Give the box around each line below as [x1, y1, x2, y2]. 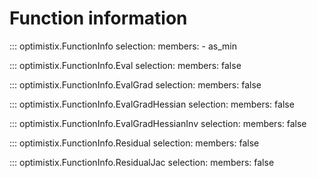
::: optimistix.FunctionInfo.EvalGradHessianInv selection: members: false [9, 117, 307, 129]
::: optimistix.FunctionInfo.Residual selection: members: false [9, 137, 260, 149]
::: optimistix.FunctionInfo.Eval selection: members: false [9, 59, 242, 71]
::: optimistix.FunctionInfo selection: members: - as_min [9, 40, 237, 52]
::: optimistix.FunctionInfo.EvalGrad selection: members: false [9, 78, 262, 91]
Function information [9, 7, 188, 30]
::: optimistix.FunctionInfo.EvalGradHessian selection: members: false [9, 98, 295, 110]
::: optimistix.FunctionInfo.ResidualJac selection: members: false [9, 156, 275, 168]
